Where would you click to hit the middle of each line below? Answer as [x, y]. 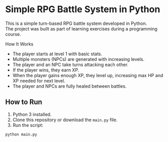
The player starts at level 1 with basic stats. [57, 54]
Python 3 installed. [32, 114]
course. [13, 34]
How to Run [24, 102]
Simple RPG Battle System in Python [83, 9]
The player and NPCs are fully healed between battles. [70, 86]
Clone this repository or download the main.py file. [65, 120]
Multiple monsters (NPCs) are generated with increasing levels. [78, 59]
